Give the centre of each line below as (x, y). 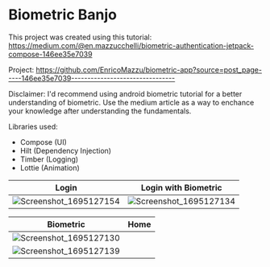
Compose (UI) (43, 142)
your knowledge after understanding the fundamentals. (100, 111)
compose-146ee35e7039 (50, 54)
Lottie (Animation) (50, 167)
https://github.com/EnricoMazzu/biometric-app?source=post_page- (149, 69)
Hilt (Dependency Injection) (65, 150)
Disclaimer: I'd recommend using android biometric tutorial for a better (125, 93)
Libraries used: (33, 126)
